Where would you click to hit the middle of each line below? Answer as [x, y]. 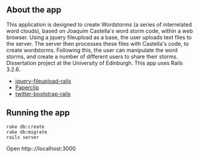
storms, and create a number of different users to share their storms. [92, 56]
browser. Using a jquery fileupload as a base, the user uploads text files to [99, 37]
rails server [23, 137]
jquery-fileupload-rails [43, 81]
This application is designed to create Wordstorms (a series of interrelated [99, 24]
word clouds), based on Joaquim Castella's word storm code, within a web [99, 31]
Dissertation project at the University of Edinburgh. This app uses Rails [95, 63]
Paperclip [27, 87]
